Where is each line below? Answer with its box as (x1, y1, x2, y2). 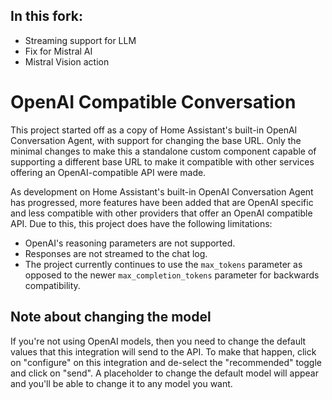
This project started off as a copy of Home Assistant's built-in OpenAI (10, 124, 298, 136)
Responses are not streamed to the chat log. (24, 247, 208, 259)
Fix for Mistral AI (24, 45, 93, 57)
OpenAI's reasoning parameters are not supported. (24, 237, 236, 249)
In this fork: (10, 8, 84, 25)
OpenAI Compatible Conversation (10, 91, 297, 113)
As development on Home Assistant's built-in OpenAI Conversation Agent (10, 185, 314, 198)
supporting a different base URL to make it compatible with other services (10, 155, 315, 168)
